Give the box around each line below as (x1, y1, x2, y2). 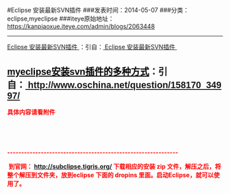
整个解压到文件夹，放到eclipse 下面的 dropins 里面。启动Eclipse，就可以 (7, 171, 214, 179)
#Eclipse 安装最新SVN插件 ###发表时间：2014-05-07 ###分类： (7, 6, 190, 14)
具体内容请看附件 (7, 108, 55, 116)
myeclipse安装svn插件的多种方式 (7, 66, 149, 77)
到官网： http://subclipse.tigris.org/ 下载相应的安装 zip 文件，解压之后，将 (8, 162, 221, 170)
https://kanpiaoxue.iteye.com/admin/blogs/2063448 (7, 23, 155, 30)
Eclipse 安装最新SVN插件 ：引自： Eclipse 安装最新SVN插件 (7, 43, 176, 51)
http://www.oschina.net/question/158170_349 (27, 80, 222, 90)
